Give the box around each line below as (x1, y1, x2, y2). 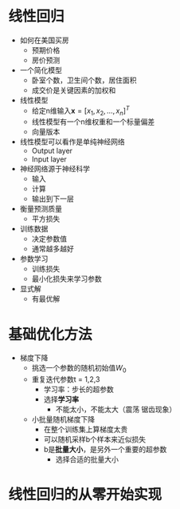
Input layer (31, 154, 68, 164)
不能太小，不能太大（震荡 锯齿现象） (55, 405, 177, 415)
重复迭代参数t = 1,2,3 (31, 375, 100, 384)
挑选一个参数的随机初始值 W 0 (31, 363, 127, 375)
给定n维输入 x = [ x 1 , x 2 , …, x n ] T (31, 104, 130, 117)
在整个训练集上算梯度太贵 (43, 425, 128, 435)
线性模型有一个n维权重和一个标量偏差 (31, 117, 155, 126)
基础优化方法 (8, 325, 93, 343)
